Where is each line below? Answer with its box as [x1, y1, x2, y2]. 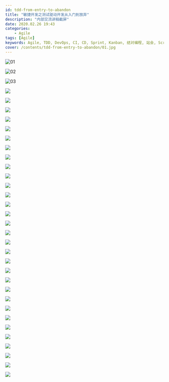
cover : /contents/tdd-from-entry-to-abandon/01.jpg [5, 45, 116, 50]
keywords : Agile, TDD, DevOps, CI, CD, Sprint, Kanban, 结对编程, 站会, [5, 40, 156, 45]
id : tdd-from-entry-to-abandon [5, 7, 71, 13]
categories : [5, 26, 30, 31]
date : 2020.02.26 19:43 [5, 21, 55, 27]
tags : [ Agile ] [5, 36, 35, 41]
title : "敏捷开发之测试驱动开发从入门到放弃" [5, 12, 90, 17]
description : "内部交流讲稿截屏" [5, 17, 69, 22]
